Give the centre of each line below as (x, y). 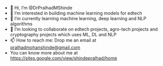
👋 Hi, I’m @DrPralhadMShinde (41, 8)
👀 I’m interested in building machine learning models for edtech (76, 13)
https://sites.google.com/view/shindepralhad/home (64, 58)
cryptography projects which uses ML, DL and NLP (63, 35)
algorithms (21, 24)
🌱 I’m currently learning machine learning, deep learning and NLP (78, 18)
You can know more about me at (44, 53)
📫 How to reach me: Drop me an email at (53, 40)
